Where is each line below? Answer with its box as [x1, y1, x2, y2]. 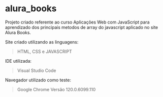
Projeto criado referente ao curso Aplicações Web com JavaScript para [5, 19, 150, 25]
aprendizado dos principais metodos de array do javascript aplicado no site [5, 24, 159, 30]
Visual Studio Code [17, 67, 57, 73]
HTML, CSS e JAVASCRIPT [17, 48, 72, 54]
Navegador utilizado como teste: [5, 77, 71, 83]
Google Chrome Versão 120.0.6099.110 [17, 86, 96, 92]
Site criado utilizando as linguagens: [5, 39, 79, 45]
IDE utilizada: [5, 58, 32, 64]
